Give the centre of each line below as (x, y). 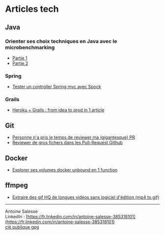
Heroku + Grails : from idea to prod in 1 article (58, 110)
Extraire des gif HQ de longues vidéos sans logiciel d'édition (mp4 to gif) (86, 197)
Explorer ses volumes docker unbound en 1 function (65, 170)
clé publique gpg (22, 227)
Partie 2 (20, 63)
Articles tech (32, 9)
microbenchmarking (30, 47)
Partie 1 (20, 58)
